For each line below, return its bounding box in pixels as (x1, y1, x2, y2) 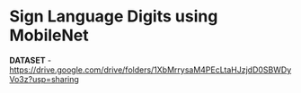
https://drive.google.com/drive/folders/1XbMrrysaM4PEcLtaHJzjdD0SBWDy (9, 64, 292, 75)
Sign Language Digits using (9, 6, 218, 27)
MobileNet (9, 25, 90, 46)
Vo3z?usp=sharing (9, 73, 79, 84)
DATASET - (9, 55, 52, 65)
